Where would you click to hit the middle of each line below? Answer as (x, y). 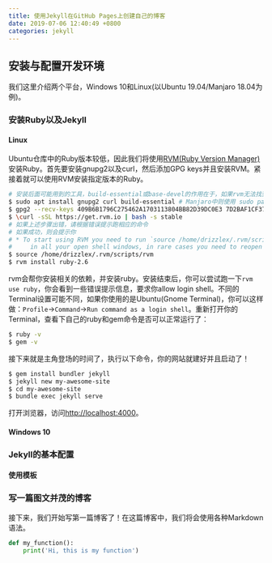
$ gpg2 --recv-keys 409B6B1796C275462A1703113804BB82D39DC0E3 (115, 210)
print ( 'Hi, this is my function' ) (81, 550)
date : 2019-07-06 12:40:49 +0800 (65, 23)
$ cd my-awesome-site (45, 389)
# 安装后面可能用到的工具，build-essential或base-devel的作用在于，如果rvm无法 (132, 194)
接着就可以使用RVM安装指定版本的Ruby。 (78, 179)
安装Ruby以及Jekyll (47, 120)
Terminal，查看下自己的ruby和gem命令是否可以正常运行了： (108, 319)
